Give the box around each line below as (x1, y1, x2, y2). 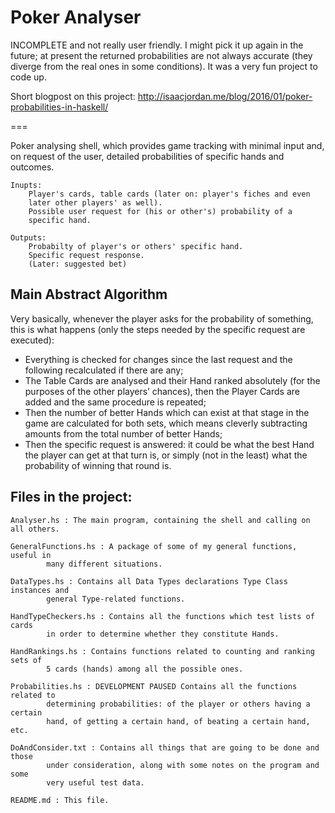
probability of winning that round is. (24, 459, 172, 471)
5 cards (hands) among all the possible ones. (46, 664, 244, 674)
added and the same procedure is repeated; (24, 396, 207, 408)
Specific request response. (28, 250, 145, 260)
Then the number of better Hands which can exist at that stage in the (24, 406, 310, 418)
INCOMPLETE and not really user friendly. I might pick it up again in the (10, 39, 304, 51)
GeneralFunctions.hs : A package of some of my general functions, (10, 541, 298, 551)
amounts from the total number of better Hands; (24, 427, 223, 440)
